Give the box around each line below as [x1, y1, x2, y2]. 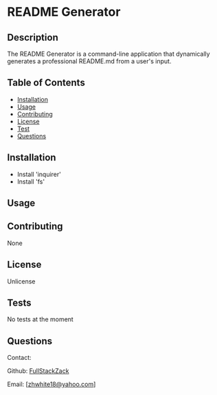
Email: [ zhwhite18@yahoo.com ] [7, 380, 96, 389]
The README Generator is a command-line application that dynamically [7, 50, 211, 58]
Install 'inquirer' [16, 170, 62, 178]
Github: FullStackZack [7, 367, 69, 375]
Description [7, 32, 58, 43]
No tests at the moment [7, 315, 73, 323]
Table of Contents [7, 77, 86, 89]
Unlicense [7, 277, 36, 286]
